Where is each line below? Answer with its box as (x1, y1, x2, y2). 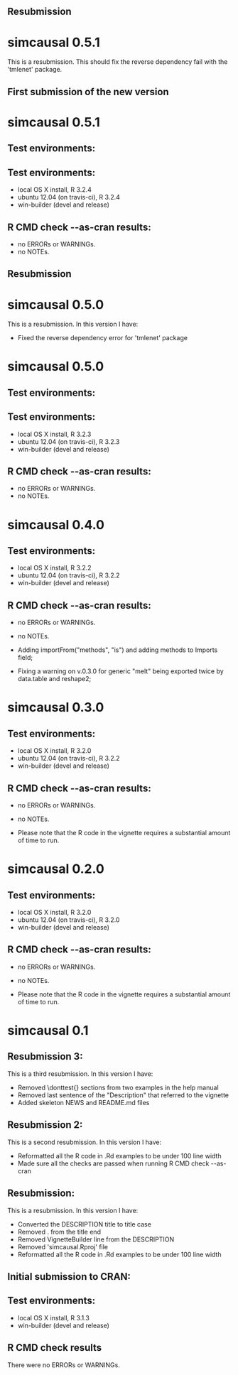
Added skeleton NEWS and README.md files (17, 1098, 150, 1107)
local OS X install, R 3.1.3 (17, 1313, 90, 1322)
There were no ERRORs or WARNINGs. (7, 1360, 121, 1369)
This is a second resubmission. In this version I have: (7, 1138, 162, 1146)
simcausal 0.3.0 (7, 700, 104, 716)
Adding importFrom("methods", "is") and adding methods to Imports (17, 646, 218, 654)
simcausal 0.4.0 (7, 516, 105, 533)
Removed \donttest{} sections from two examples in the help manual (17, 1083, 219, 1092)
